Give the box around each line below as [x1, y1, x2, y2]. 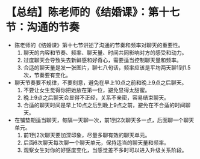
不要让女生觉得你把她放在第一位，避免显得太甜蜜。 [23, 86, 151, 94]
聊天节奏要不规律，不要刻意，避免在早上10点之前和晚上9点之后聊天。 [14, 79, 187, 86]
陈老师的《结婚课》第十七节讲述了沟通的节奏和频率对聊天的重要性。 [14, 41, 184, 49]
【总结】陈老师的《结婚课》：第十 [5, 5, 170, 19]
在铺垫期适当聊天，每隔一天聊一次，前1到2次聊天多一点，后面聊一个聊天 [14, 116, 195, 124]
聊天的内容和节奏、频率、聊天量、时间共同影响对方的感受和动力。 [23, 49, 187, 56]
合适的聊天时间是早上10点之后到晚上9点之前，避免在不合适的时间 [23, 101, 186, 109]
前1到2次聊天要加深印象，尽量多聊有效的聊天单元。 [23, 131, 151, 139]
